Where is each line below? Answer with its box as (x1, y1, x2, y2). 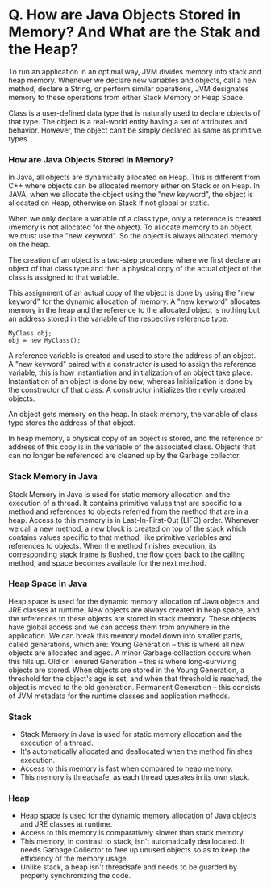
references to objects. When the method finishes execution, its (8, 541, 217, 550)
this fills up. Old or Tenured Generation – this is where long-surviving (8, 656, 237, 666)
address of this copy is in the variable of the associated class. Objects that (8, 442, 256, 452)
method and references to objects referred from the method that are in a (8, 507, 248, 516)
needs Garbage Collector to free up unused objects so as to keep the (19, 845, 251, 855)
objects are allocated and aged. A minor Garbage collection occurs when (8, 648, 252, 658)
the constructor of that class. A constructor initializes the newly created (8, 385, 246, 395)
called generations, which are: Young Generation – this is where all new (8, 639, 246, 649)
